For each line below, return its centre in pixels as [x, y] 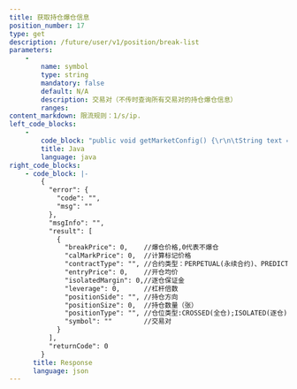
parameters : [31, 50]
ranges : [55, 108]
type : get [27, 34]
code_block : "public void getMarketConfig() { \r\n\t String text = [166, 141]
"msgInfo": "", [76, 223]
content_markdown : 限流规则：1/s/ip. [75, 116]
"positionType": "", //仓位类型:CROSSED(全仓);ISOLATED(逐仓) [176, 313]
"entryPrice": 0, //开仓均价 [122, 272]
